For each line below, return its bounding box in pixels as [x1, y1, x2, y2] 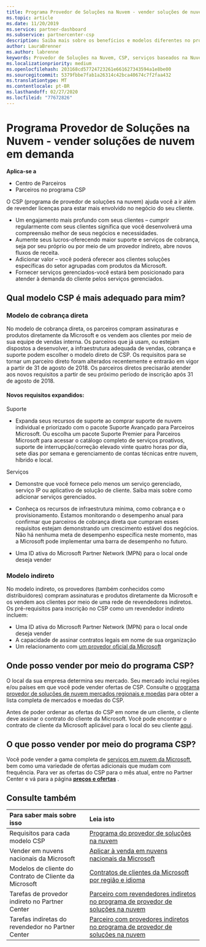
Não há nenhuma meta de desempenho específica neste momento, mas [15, 531, 197, 538]
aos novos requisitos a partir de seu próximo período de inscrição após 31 [6, 371, 193, 378]
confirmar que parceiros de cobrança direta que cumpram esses [15, 518, 179, 525]
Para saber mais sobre [9, 811, 77, 820]
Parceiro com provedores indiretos [89, 915, 189, 924]
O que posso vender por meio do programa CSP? [6, 739, 196, 750]
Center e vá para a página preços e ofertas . [6, 775, 120, 782]
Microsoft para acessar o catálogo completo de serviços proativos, [15, 437, 185, 444]
